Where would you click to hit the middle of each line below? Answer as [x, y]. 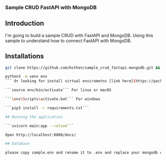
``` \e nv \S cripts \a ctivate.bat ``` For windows [53, 99]
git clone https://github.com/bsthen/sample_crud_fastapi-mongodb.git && [83, 68]
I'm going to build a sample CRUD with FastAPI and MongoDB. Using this [79, 35]
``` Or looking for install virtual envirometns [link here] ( [70, 81]
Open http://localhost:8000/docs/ [41, 135]
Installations [25, 56]
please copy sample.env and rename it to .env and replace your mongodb [82, 153]
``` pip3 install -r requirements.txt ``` [47, 108]
